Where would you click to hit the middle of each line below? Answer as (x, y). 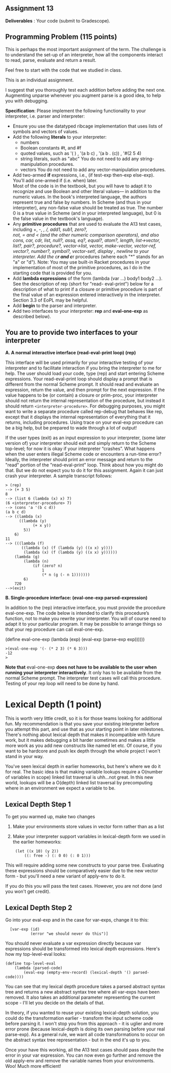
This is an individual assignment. (40, 80)
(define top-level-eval (31, 963)
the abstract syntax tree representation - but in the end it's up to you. (78, 1040)
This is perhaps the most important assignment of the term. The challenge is (86, 49)
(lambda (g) (27, 557)
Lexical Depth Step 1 (38, 804)
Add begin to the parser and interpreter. (55, 305)
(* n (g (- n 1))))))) (66, 575)
